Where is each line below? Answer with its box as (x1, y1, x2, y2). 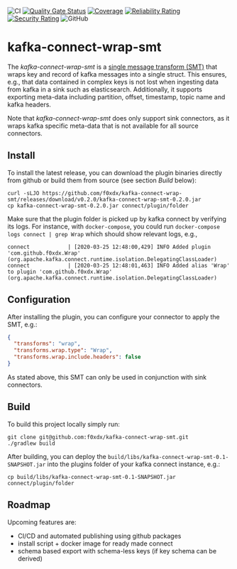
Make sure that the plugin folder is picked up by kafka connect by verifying (7, 214, 227, 223)
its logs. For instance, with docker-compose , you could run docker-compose (7, 222, 220, 231)
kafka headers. (7, 100, 52, 109)
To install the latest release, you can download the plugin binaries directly (7, 168, 222, 177)
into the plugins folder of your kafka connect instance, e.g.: (47, 460, 221, 468)
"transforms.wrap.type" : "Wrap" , (13, 347, 113, 354)
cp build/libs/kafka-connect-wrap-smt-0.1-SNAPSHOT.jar (7, 473, 176, 480)
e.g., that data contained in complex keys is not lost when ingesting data (7, 77, 219, 86)
